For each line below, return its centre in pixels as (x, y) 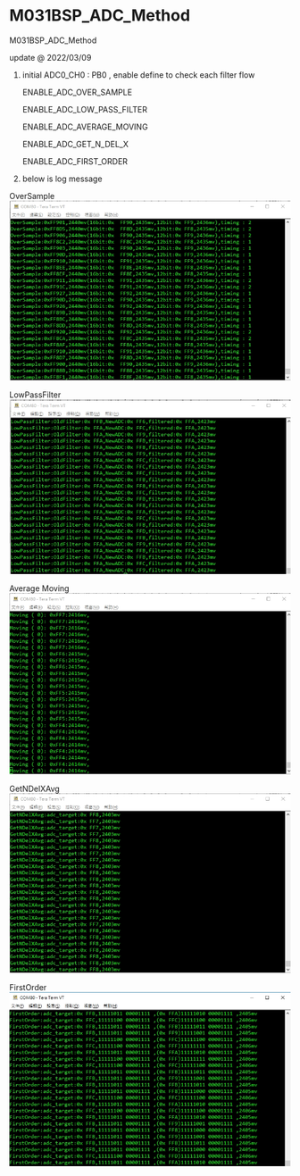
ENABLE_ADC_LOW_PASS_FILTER (84, 109)
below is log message (62, 179)
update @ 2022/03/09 (50, 57)
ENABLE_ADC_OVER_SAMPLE (77, 92)
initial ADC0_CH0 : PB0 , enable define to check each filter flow (138, 75)
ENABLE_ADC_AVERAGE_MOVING (85, 127)
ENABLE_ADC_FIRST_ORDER (75, 161)
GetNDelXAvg (34, 788)
